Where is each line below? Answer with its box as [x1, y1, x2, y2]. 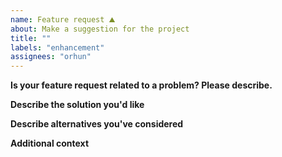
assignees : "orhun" [10, 52, 92, 62]
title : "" [10, 33, 52, 43]
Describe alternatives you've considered [10, 118, 184, 130]
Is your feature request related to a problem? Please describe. [10, 79, 273, 91]
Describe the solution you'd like [10, 99, 145, 111]
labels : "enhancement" [10, 42, 105, 53]
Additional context [10, 137, 90, 150]
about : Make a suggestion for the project [10, 24, 190, 34]
